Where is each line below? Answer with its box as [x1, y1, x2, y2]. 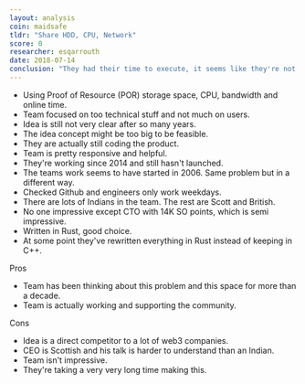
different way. [22, 176, 75, 187]
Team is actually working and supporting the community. [22, 299, 237, 311]
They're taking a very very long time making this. [22, 364, 207, 375]
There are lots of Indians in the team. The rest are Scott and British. [22, 196, 276, 207]
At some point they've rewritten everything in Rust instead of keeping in [22, 235, 292, 246]
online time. [22, 99, 68, 110]
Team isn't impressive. [22, 354, 108, 366]
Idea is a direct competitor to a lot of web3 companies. [22, 335, 229, 346]
